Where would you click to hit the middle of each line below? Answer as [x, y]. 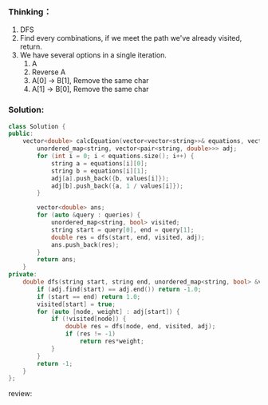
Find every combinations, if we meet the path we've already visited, [131, 38]
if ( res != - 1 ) [90, 334]
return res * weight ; [112, 341]
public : [21, 134]
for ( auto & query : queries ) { [89, 215]
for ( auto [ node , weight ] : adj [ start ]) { [108, 312]
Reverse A [49, 72]
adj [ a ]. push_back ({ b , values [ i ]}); [110, 178]
